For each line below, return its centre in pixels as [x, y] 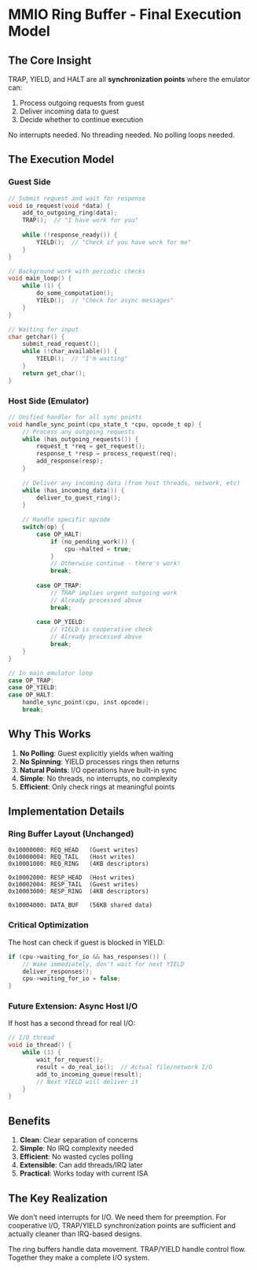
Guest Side [29, 182]
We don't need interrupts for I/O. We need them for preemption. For [117, 1217]
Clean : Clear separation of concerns [79, 1140]
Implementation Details [66, 812]
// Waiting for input [44, 329]
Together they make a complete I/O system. [79, 1257]
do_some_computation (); [75, 293]
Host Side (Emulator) [49, 401]
